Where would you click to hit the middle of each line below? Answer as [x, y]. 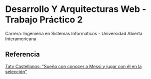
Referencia [22, 54]
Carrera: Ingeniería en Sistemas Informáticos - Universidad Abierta [74, 33]
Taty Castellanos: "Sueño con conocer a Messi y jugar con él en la [73, 66]
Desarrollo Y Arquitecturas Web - [76, 9]
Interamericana [21, 39]
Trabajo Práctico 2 [44, 20]
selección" [16, 72]
